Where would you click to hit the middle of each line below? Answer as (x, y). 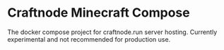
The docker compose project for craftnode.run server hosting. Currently (112, 32)
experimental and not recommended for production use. (89, 39)
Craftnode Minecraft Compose (99, 13)
